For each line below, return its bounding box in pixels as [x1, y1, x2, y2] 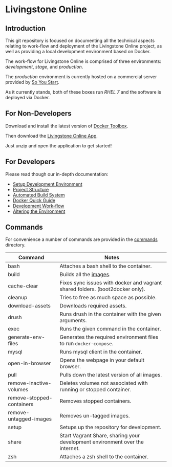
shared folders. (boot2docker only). [59, 285, 146, 293]
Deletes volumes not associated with [59, 380, 148, 387]
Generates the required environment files [59, 333, 159, 341]
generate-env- [8, 333, 45, 341]
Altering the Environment [12, 208, 66, 214]
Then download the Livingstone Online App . [5, 132, 98, 139]
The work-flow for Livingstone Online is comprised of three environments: [5, 58, 161, 64]
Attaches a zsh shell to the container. [59, 453, 149, 460]
